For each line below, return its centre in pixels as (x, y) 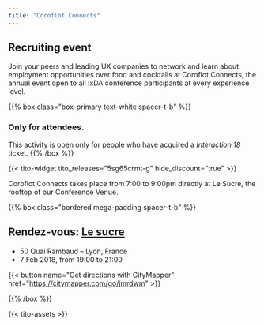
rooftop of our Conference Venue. (63, 192)
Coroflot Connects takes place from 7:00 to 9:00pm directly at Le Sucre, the (132, 183)
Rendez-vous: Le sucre (66, 232)
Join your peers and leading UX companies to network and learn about (124, 66)
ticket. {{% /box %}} (41, 153)
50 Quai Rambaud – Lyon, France (74, 251)
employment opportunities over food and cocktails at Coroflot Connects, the (132, 75)
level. (17, 92)
